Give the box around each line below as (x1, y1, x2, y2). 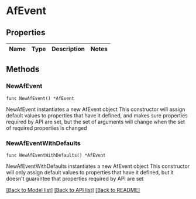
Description (51, 45, 85, 53)
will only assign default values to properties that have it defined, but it (6, 168, 174, 176)
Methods (6, 65, 40, 75)
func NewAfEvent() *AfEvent (6, 95, 75, 101)
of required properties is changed (6, 124, 87, 131)
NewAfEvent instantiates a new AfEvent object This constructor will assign (6, 106, 185, 113)
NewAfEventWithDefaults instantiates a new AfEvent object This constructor (6, 163, 190, 170)
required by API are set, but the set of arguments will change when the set (6, 118, 185, 125)
